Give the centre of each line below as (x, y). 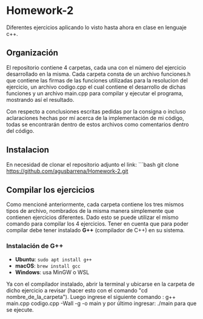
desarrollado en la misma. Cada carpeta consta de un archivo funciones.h (98, 74)
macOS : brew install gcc (48, 266)
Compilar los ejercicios (51, 190)
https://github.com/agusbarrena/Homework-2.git (67, 171)
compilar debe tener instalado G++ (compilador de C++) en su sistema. (95, 230)
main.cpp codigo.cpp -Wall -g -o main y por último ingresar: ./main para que (101, 303)
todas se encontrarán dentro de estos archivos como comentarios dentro (98, 124)
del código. (20, 130)
